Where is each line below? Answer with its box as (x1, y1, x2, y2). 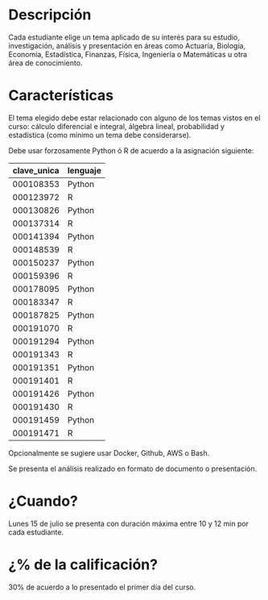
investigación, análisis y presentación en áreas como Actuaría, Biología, (8, 40, 246, 50)
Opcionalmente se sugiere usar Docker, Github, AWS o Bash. (8, 448, 210, 457)
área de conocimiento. (8, 58, 83, 68)
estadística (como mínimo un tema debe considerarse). (8, 130, 192, 140)
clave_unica (12, 165, 60, 176)
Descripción (8, 6, 92, 24)
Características (8, 86, 114, 105)
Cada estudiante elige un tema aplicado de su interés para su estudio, (8, 32, 240, 42)
